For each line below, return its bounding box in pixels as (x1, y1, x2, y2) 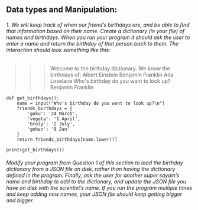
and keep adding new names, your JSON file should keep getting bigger (6, 190, 182, 198)
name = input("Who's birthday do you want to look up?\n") (17, 100, 165, 106)
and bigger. (6, 197, 34, 204)
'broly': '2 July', (27, 121, 76, 127)
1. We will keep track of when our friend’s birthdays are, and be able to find (6, 21, 190, 28)
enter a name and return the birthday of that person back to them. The (6, 40, 179, 47)
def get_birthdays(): (6, 95, 60, 101)
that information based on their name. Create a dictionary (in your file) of (6, 27, 185, 34)
